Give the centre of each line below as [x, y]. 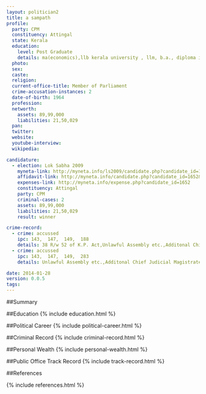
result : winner [37, 217]
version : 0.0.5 [26, 279]
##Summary [22, 302]
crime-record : [25, 228]
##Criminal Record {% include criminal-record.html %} [76, 337]
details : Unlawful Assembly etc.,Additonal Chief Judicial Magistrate [109, 262]
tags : [13, 285]
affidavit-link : [38, 177]
